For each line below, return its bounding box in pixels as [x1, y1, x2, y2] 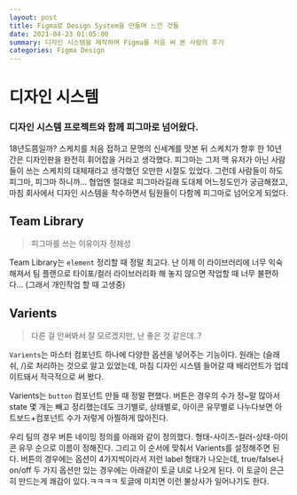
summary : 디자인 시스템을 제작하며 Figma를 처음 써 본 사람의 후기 [9, 37, 224, 47]
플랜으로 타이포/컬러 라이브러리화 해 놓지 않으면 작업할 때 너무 [42, 268, 255, 279]
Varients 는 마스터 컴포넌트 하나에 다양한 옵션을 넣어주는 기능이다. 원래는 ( [9, 349, 266, 360]
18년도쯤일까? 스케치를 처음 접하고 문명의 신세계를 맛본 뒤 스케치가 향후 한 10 [9, 143, 275, 154]
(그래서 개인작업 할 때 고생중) [25, 279, 126, 290]
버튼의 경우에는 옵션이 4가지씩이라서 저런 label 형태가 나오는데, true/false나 [20, 454, 284, 465]
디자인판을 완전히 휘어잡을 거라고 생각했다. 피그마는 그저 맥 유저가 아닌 [25, 154, 270, 164]
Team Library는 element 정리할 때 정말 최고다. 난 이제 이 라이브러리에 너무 [9, 257, 267, 267]
